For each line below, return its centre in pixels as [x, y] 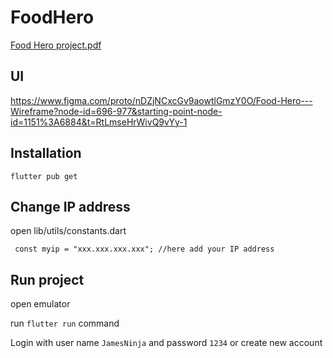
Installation [46, 153]
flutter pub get [44, 176]
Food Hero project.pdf [56, 45]
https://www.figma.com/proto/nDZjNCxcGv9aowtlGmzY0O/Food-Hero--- [161, 100]
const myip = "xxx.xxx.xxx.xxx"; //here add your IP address [144, 249]
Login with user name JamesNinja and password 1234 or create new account [166, 343]
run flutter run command [65, 323]
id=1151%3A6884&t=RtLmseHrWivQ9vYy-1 [99, 122]
